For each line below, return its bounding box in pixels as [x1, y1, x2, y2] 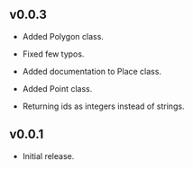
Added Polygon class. [22, 31, 104, 41]
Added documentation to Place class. [22, 66, 162, 76]
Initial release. [22, 150, 75, 161]
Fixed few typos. [22, 49, 85, 59]
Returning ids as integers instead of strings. [22, 101, 185, 111]
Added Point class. [22, 83, 93, 93]
